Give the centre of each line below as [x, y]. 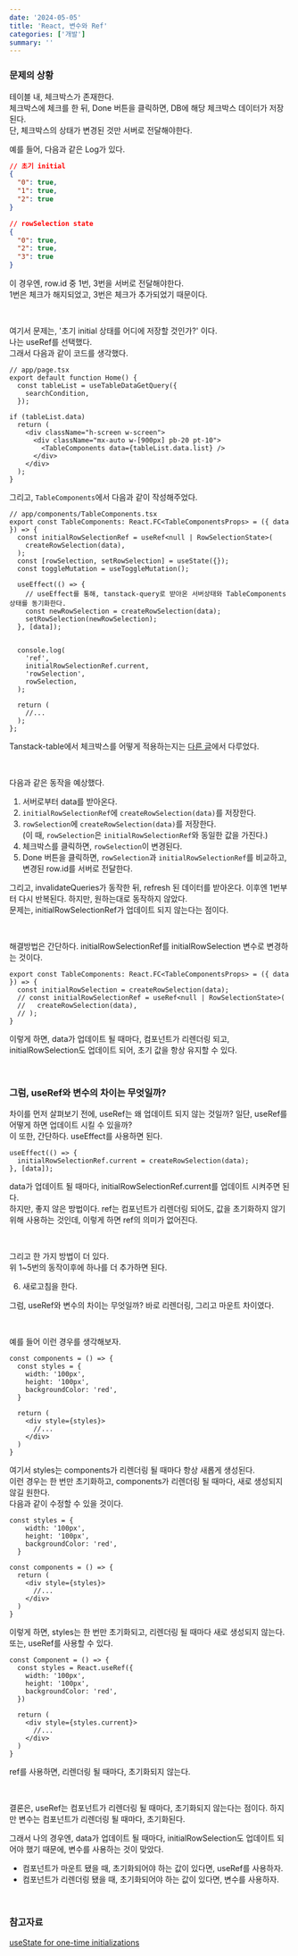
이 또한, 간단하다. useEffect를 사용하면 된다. [86, 1137]
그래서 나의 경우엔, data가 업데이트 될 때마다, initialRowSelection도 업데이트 [142, 1838]
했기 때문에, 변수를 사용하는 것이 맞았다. [95, 1850]
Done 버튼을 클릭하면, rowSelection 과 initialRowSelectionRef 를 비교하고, [154, 858]
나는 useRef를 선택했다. [51, 342]
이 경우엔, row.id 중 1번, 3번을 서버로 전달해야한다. [97, 283]
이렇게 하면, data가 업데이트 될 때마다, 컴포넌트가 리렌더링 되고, [120, 1039]
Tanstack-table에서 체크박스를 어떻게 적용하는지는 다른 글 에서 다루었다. [134, 746]
